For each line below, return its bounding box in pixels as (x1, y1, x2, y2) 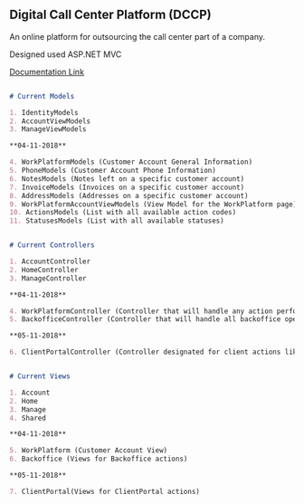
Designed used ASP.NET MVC (9, 49, 122, 60)
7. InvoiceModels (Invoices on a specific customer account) (9, 183, 245, 192)
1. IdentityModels (9, 108, 79, 117)
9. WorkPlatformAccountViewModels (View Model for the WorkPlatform (9, 199, 273, 209)
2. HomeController (9, 265, 79, 274)
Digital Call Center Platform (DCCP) (9, 7, 212, 23)
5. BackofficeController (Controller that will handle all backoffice (9, 315, 281, 324)
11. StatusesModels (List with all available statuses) (9, 216, 224, 225)
